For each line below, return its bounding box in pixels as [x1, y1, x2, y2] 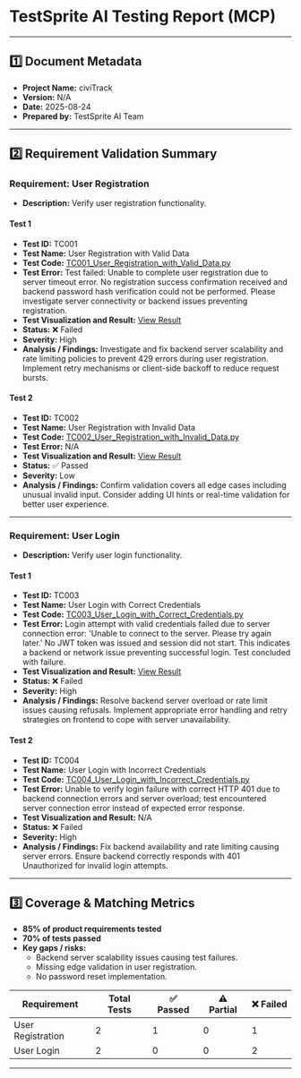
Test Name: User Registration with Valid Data [21, 248, 190, 259]
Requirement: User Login [9, 529, 121, 542]
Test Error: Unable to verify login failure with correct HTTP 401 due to [21, 783, 280, 794]
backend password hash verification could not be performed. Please [21, 286, 276, 296]
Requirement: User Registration [9, 177, 150, 190]
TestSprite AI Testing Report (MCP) [9, 6, 276, 27]
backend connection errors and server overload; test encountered [21, 792, 267, 803]
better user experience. [21, 499, 109, 509]
